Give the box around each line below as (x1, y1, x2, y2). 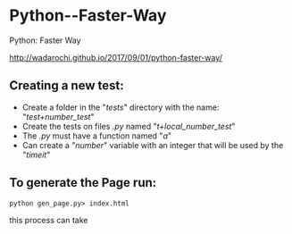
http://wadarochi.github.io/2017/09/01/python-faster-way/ (9, 52, 223, 63)
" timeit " (21, 149, 51, 160)
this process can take (9, 214, 88, 225)
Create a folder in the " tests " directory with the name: (21, 102, 220, 113)
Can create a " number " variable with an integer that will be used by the (21, 139, 284, 150)
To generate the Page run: (9, 175, 157, 190)
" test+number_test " (21, 111, 95, 121)
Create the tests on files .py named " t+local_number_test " (21, 121, 236, 131)
